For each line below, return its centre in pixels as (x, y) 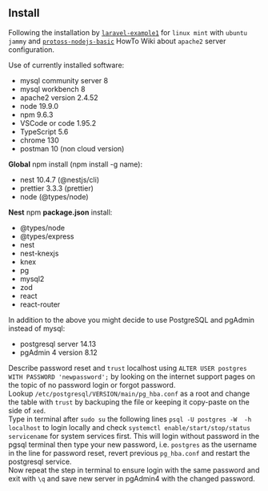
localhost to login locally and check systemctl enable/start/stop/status (129, 427)
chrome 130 (40, 140)
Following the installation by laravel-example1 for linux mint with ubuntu (128, 32)
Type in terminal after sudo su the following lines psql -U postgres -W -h (130, 419)
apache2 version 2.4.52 (59, 97)
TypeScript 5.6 (44, 131)
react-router (40, 304)
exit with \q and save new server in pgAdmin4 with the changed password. (132, 478)
